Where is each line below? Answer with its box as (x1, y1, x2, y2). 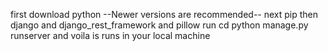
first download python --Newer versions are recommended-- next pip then (10, 9, 319, 20)
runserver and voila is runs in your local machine (10, 30, 211, 41)
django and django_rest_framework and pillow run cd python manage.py (10, 19, 309, 31)
